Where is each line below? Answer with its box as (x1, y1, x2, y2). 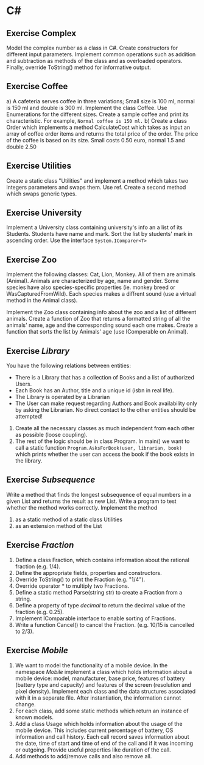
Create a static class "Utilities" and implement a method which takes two (6, 177, 189, 184)
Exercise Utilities (6, 161, 72, 171)
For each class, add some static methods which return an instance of (15, 707, 189, 714)
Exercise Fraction (6, 540, 74, 551)
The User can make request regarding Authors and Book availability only (15, 400, 198, 407)
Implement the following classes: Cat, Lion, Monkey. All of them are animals (6, 271, 196, 278)
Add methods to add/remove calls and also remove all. (15, 752, 152, 760)
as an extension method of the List (15, 522, 102, 529)
